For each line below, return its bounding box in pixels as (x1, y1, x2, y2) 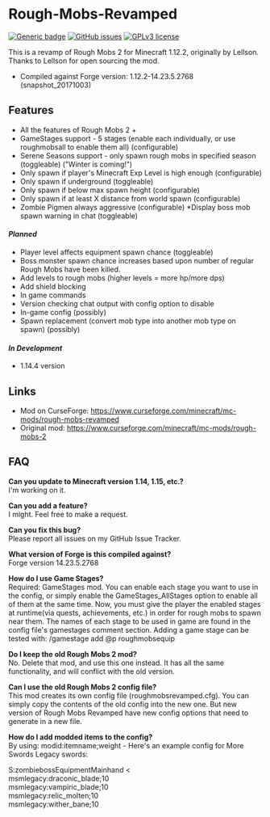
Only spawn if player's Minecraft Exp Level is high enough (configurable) (19, 167, 262, 178)
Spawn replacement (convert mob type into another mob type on (19, 316, 236, 326)
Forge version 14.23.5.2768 (8, 558, 99, 567)
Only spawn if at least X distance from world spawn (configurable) (19, 193, 241, 203)
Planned (8, 230, 38, 239)
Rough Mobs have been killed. (19, 264, 121, 274)
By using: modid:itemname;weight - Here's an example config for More (8, 740, 244, 750)
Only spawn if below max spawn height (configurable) (19, 185, 200, 195)
